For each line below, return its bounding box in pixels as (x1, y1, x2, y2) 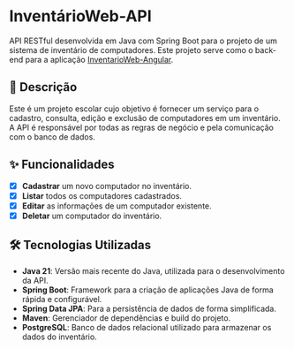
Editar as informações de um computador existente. (21, 201, 212, 211)
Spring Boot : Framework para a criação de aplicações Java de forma (21, 285, 274, 295)
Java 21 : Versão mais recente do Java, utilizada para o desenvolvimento (21, 265, 285, 276)
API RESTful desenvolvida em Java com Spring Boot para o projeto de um (9, 35, 278, 46)
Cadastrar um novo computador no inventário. (21, 180, 192, 191)
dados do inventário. (21, 331, 97, 342)
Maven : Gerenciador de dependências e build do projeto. (21, 312, 231, 323)
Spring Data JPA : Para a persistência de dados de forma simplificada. (21, 303, 276, 314)
